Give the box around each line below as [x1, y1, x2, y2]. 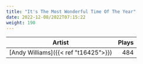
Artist [52, 39, 69, 47]
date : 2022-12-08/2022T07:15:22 [6, 14, 86, 20]
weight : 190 [6, 20, 35, 25]
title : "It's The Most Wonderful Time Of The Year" [6, 8, 136, 15]
